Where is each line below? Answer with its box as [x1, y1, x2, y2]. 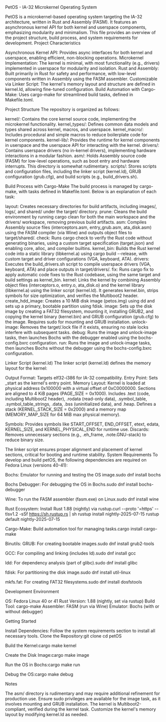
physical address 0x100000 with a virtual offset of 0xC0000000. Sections [5, 385, 156, 391]
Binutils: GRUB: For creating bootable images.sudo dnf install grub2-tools [5, 541, 155, 547]
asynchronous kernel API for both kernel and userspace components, [5, 24, 147, 30]
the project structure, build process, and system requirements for [5, 35, 138, 41]
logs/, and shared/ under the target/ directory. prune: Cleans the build [5, 209, 147, 214]
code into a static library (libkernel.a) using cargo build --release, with [5, 251, 147, 256]
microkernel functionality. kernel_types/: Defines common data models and [5, 121, 158, 127]
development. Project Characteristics [5, 40, 81, 46]
